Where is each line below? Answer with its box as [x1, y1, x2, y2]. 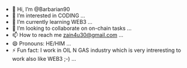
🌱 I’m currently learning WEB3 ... [11, 18, 93, 25]
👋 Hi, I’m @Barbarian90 [11, 6, 70, 13]
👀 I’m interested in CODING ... [11, 12, 85, 19]
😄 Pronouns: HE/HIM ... [11, 40, 71, 47]
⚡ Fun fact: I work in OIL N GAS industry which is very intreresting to [11, 47, 182, 54]
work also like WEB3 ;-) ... [11, 55, 76, 62]
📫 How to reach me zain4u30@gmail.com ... [11, 32, 124, 38]
